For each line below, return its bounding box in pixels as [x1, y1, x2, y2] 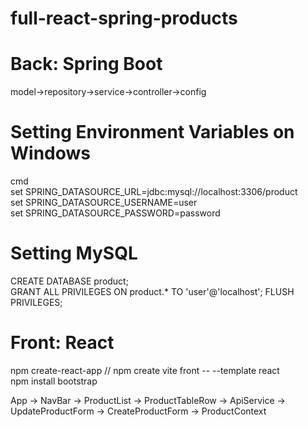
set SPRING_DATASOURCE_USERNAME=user [10, 197, 198, 209]
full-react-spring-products [10, 7, 238, 30]
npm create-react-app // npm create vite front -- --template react [10, 364, 280, 376]
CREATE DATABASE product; [10, 275, 129, 287]
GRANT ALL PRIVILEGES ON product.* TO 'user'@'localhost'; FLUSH [10, 286, 295, 297]
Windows [10, 142, 91, 165]
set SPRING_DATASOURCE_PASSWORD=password [10, 207, 221, 219]
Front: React [10, 332, 115, 354]
